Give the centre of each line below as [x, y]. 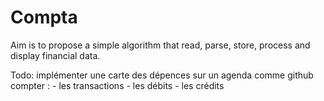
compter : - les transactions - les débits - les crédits [117, 85]
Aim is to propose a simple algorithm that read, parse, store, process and [160, 45]
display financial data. [55, 55]
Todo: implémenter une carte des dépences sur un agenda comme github [162, 75]
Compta [44, 17]
